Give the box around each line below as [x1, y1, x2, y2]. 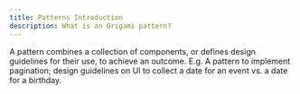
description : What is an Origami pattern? [9, 21, 172, 30]
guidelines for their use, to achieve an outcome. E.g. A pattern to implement [9, 56, 291, 66]
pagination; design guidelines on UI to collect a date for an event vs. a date [9, 64, 288, 76]
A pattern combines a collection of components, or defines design [9, 46, 256, 56]
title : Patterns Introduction [9, 13, 124, 22]
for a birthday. [9, 74, 61, 85]
